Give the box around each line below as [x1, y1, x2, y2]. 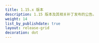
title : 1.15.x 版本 [5, 7, 44, 12]
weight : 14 [5, 16, 28, 21]
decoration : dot [5, 30, 38, 35]
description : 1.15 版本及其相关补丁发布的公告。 [5, 12, 97, 17]
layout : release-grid [5, 26, 50, 31]
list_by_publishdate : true [5, 21, 61, 26]
